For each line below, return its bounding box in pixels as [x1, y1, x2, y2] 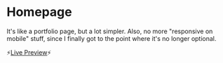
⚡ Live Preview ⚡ [6, 48, 52, 56]
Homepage [6, 4, 72, 20]
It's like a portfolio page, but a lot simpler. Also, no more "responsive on [6, 27, 213, 35]
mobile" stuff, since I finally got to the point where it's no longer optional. [6, 34, 217, 42]
